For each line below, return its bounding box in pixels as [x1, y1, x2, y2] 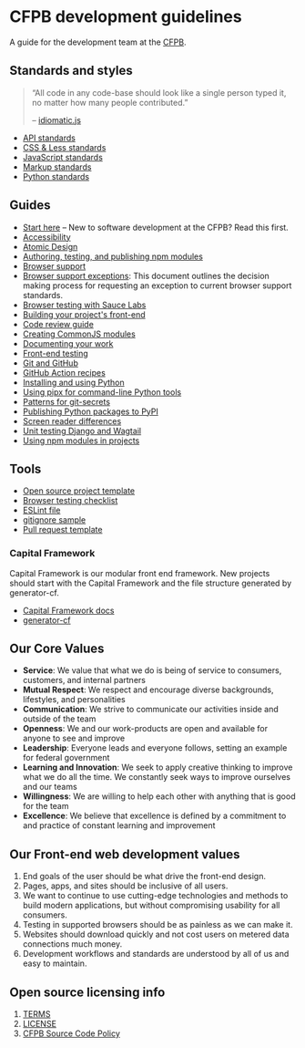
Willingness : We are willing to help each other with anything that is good [22, 791, 296, 802]
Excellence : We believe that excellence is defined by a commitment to [22, 810, 287, 822]
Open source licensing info [9, 984, 166, 1000]
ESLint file [22, 504, 61, 516]
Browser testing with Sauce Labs [22, 299, 147, 310]
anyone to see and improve [22, 732, 126, 744]
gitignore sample [22, 514, 86, 525]
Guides [9, 198, 52, 213]
